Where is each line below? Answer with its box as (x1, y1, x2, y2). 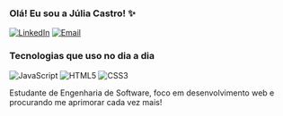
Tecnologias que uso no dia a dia (9, 50, 155, 62)
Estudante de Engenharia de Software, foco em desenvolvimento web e (9, 87, 275, 98)
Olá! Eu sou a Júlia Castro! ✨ (9, 7, 137, 20)
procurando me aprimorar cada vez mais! (9, 96, 163, 107)
